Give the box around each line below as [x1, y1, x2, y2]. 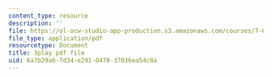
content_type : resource [8, 11, 89, 20]
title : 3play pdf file [8, 49, 85, 57]
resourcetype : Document [8, 42, 89, 50]
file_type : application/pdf [8, 34, 104, 43]
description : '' [8, 19, 63, 27]
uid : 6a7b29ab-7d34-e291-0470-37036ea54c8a [8, 57, 158, 65]
